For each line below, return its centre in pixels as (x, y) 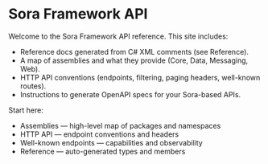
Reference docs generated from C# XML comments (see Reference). (134, 51)
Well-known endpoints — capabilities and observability (111, 142)
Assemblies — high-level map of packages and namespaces (120, 125)
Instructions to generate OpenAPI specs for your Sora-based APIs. (130, 94)
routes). (33, 86)
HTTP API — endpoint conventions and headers (99, 134)
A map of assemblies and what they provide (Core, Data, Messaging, (134, 60)
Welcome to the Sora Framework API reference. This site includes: (118, 36)
